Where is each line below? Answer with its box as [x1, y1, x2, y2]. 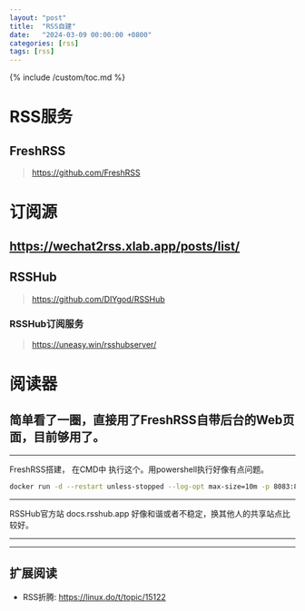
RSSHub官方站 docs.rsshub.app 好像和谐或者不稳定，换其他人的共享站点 [9, 508, 283, 518]
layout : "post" [9, 13, 67, 23]
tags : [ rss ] [9, 47, 54, 56]
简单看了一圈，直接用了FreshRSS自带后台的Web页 [9, 412, 295, 428]
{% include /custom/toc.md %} [9, 72, 125, 83]
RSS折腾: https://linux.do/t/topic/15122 [22, 591, 166, 602]
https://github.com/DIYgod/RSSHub [31, 293, 165, 304]
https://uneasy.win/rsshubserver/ [31, 339, 157, 350]
